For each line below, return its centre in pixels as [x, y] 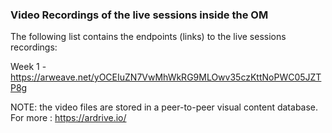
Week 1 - [28, 67]
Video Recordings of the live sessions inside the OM [139, 15]
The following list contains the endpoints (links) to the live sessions [148, 37]
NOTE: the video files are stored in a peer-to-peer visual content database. [164, 107]
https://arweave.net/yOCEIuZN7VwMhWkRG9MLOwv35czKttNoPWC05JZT [166, 77]
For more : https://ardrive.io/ [68, 118]
